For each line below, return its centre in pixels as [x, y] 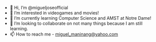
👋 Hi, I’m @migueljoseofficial [39, 8]
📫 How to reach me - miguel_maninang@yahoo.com [64, 34]
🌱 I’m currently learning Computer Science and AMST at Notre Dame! [80, 18]
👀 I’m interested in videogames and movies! [54, 13]
